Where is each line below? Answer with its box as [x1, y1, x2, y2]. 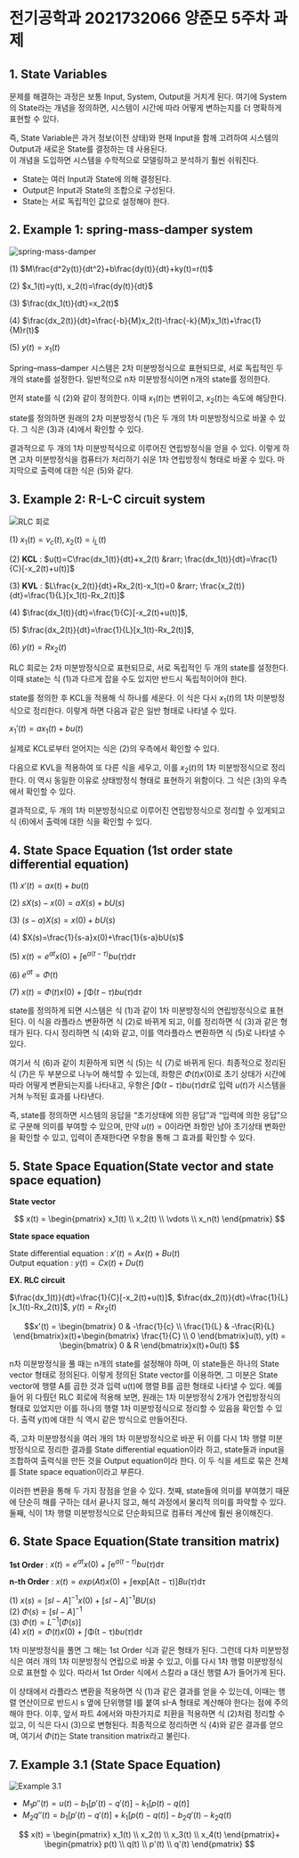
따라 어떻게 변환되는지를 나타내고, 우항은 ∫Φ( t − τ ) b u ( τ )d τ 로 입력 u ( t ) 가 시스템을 [9, 1080, 287, 1090]
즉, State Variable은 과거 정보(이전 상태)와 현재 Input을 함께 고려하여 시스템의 [9, 133, 279, 143]
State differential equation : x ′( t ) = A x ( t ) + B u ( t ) [9, 1248, 181, 1259]
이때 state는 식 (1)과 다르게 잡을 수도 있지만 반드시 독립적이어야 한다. [9, 673, 247, 684]
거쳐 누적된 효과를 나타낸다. [9, 1091, 105, 1102]
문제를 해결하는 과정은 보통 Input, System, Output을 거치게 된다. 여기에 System [9, 91, 287, 102]
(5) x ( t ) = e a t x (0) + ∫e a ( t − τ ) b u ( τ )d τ [9, 950, 136, 961]
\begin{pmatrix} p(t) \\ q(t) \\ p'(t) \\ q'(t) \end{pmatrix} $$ [44, 1838, 255, 1849]
